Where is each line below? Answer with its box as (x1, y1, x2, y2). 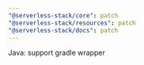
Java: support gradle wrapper (8, 48, 105, 58)
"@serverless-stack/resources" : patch (8, 19, 136, 27)
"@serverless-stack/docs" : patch (8, 26, 119, 34)
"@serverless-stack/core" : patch (8, 11, 119, 20)
